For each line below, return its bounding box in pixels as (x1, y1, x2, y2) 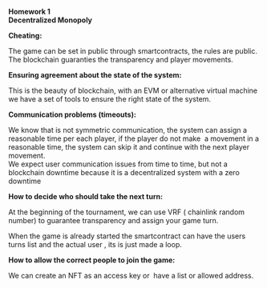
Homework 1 (8, 7, 51, 16)
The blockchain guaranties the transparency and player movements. (8, 55, 234, 64)
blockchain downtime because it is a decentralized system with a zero (8, 168, 241, 177)
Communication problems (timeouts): (8, 110, 136, 119)
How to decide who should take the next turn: (8, 192, 163, 201)
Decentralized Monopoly (8, 15, 93, 25)
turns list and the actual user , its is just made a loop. (8, 240, 182, 249)
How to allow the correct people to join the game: (8, 255, 176, 265)
